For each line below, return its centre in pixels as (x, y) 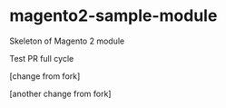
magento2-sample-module (113, 16)
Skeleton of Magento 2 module (67, 41)
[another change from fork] (60, 93)
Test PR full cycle (42, 58)
